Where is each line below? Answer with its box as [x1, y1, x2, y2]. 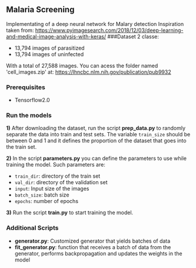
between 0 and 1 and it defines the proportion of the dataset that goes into [6, 137, 187, 144]
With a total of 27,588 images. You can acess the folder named [6, 62, 158, 69]
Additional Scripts [6, 224, 59, 232]
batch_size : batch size [14, 191, 69, 198]
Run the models [6, 112, 52, 120]
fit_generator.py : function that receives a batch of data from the [14, 243, 171, 250]
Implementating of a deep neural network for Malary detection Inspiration [6, 20, 184, 27]
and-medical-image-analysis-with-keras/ [6, 32, 107, 40]
